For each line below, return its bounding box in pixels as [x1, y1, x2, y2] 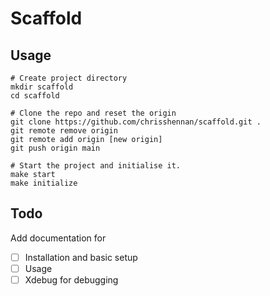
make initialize [10, 178, 78, 188]
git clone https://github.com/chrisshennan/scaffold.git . [10, 117, 262, 127]
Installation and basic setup [24, 251, 138, 263]
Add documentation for [10, 232, 107, 244]
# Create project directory [10, 73, 128, 83]
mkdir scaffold [10, 82, 74, 92]
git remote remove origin [10, 126, 118, 136]
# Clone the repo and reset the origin [10, 108, 177, 118]
